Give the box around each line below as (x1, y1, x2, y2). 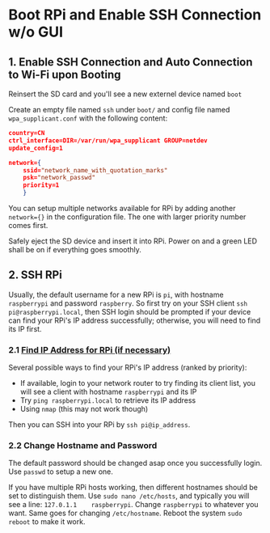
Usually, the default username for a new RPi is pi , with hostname (8, 290, 224, 299)
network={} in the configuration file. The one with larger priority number (8, 212, 247, 222)
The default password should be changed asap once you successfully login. (8, 459, 263, 468)
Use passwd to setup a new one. (8, 467, 113, 476)
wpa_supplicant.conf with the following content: (8, 113, 168, 123)
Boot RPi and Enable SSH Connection (8, 6, 262, 24)
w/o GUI (8, 23, 63, 41)
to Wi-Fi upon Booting (8, 67, 121, 82)
